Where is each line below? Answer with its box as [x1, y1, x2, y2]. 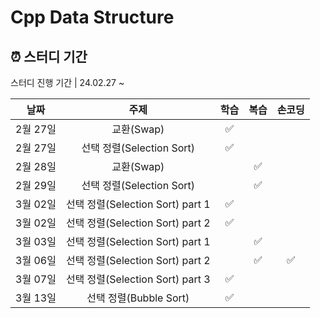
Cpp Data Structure [10, 6, 175, 29]
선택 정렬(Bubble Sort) [86, 291, 190, 305]
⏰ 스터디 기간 [10, 48, 88, 65]
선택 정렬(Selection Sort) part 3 [65, 272, 211, 286]
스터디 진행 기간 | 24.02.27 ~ [10, 77, 125, 88]
